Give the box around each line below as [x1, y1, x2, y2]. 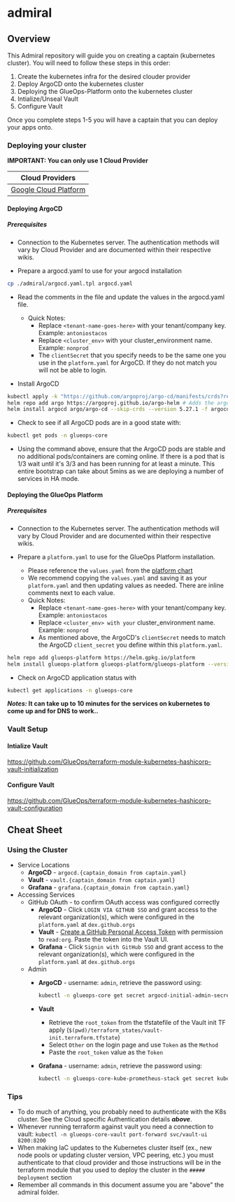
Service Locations [17, 861, 70, 869]
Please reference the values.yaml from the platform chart [27, 566, 193, 575]
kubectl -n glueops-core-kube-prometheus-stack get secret [38, 1075, 215, 1082]
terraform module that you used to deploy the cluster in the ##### [17, 1166, 206, 1174]
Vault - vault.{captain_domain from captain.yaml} [27, 876, 176, 884]
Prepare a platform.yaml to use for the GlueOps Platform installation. [17, 552, 215, 561]
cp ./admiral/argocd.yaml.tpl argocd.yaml [7, 280, 133, 287]
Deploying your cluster [7, 140, 87, 150]
